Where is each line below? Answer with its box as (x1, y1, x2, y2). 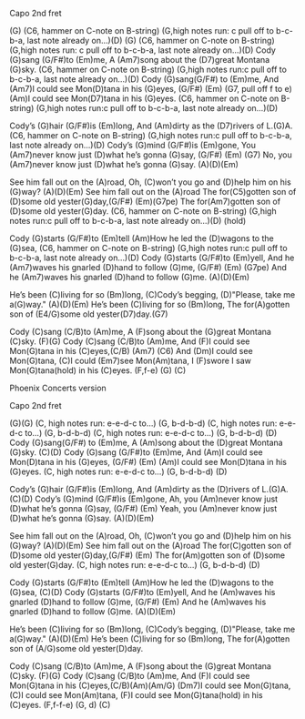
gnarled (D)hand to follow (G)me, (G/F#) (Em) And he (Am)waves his (9, 596, 267, 607)
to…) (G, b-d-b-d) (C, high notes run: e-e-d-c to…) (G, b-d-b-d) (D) (24, 428, 278, 438)
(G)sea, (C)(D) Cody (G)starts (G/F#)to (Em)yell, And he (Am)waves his (9, 587, 276, 597)
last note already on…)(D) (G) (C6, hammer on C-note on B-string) (26, 35, 275, 46)
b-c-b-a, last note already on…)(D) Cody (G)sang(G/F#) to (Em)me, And (9, 74, 280, 85)
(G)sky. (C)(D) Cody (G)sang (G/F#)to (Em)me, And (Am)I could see (9, 447, 263, 458)
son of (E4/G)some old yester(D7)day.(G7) (9, 309, 168, 319)
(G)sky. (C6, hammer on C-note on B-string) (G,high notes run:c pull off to (9, 64, 287, 75)
